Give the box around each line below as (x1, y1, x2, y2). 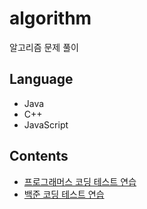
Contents (9, 148, 69, 165)
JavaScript (23, 118, 69, 131)
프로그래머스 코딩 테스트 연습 (23, 175, 137, 187)
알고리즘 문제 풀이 (9, 41, 79, 53)
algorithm (9, 7, 92, 30)
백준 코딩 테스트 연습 (23, 188, 105, 200)
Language (9, 71, 74, 88)
